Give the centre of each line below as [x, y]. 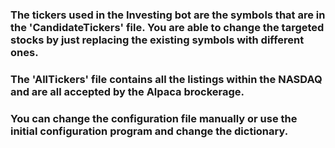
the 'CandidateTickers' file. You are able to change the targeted [167, 27]
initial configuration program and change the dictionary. [149, 131]
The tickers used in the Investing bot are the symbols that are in [168, 15]
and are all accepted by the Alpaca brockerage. [127, 91]
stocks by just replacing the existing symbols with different [157, 40]
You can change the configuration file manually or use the [154, 118]
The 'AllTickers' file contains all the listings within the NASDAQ [166, 79]
